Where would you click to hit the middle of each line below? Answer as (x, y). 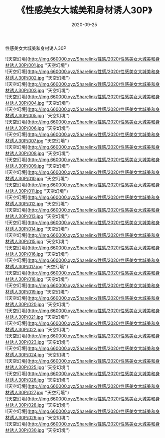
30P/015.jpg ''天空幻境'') (44, 241)
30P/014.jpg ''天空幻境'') (44, 229)
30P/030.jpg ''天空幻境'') (44, 430)
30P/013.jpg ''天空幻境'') (44, 216)
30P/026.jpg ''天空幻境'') (44, 380)
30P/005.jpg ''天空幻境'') (44, 115)
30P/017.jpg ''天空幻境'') (43, 266)
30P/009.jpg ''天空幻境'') (44, 166)
